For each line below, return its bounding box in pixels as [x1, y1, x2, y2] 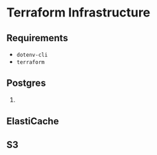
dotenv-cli [16, 51, 48, 58]
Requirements [6, 32, 68, 44]
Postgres [6, 77, 46, 89]
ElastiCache [6, 115, 59, 128]
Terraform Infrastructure [6, 5, 151, 21]
